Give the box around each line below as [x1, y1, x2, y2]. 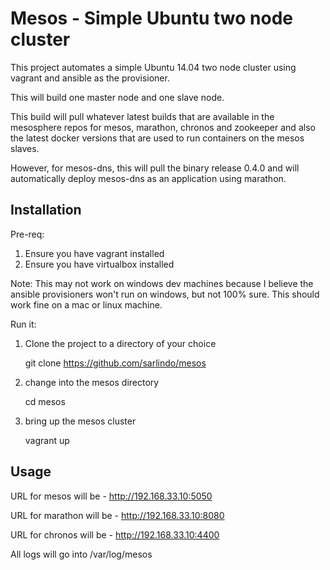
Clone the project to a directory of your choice [24, 337, 217, 349]
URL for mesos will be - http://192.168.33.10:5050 [10, 490, 213, 502]
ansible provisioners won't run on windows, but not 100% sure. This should [10, 288, 320, 300]
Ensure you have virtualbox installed [24, 258, 175, 270]
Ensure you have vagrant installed [24, 247, 165, 259]
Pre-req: [10, 228, 45, 240]
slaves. [10, 142, 40, 154]
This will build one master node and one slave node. [10, 91, 225, 103]
